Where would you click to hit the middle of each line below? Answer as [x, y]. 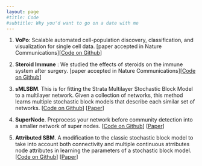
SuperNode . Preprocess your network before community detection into [104, 120]
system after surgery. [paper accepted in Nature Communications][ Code [105, 71]
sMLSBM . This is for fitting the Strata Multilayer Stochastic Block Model [104, 89]
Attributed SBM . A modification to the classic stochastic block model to [104, 138]
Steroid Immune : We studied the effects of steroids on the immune [99, 64]
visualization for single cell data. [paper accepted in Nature [88, 46]
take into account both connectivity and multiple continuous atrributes [102, 144]
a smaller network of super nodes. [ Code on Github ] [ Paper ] [90, 126]
